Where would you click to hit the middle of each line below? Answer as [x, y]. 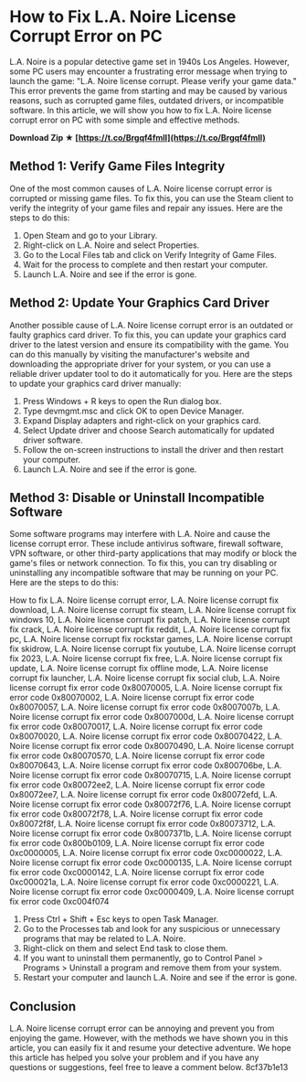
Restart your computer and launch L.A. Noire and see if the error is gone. [160, 978]
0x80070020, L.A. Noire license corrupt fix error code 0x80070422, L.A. [146, 736]
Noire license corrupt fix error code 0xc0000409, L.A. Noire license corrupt [152, 892]
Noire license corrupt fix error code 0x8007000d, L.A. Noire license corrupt [152, 717]
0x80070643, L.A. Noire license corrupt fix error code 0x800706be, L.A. [146, 766]
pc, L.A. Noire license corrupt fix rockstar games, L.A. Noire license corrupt [151, 639]
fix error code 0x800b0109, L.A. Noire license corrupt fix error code [137, 843]
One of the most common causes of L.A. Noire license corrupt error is [141, 188]
